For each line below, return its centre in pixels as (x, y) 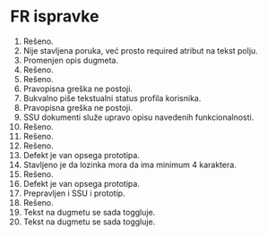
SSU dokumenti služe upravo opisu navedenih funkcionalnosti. (138, 117)
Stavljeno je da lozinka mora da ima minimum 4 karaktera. (129, 164)
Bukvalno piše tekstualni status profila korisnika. (112, 98)
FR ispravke (55, 17)
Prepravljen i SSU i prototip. (74, 193)
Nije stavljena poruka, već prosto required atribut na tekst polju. (140, 50)
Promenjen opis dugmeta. (71, 60)
